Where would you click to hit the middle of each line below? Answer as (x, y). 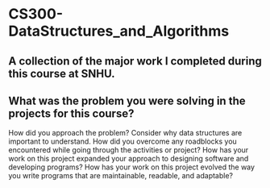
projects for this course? (71, 113)
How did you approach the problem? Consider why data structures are (125, 133)
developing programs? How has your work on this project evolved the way (132, 167)
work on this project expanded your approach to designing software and (129, 159)
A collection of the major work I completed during (135, 61)
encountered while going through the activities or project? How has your (129, 150)
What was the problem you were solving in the (127, 100)
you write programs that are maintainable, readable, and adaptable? (121, 176)
